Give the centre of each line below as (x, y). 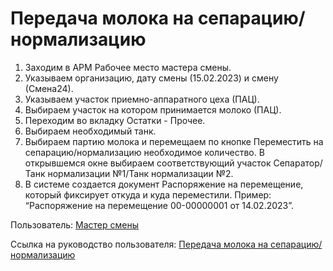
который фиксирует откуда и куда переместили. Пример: (148, 194)
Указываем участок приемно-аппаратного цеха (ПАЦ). (142, 99)
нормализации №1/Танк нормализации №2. (140, 173)
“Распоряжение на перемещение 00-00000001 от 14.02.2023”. (159, 205)
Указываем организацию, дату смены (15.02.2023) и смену (151, 78)
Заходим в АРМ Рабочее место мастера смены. (128, 67)
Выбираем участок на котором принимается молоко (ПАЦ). (153, 109)
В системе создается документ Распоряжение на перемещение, (164, 184)
